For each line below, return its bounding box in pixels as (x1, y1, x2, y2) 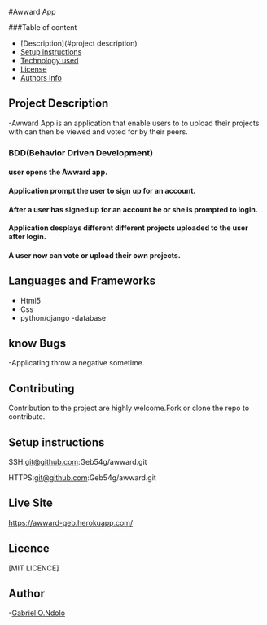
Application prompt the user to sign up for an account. (8, 186, 196, 195)
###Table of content (8, 23, 77, 32)
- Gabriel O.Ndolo (8, 608, 66, 618)
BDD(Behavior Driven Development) (8, 146, 154, 158)
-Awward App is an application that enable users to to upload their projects (8, 118, 260, 128)
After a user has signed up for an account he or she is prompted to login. (8, 204, 258, 214)
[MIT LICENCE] (8, 563, 59, 573)
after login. (8, 232, 46, 242)
